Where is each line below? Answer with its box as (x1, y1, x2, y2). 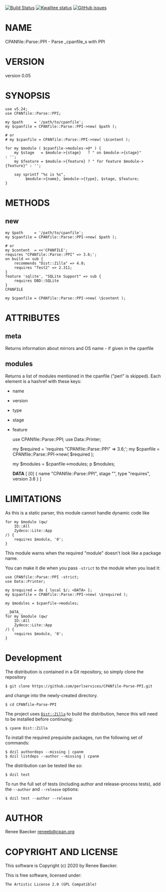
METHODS (5, 197, 50, 208)
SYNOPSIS (5, 90, 51, 102)
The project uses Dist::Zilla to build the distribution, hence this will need (5, 711, 158, 716)
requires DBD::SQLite (14, 278, 59, 283)
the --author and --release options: (5, 786, 79, 792)
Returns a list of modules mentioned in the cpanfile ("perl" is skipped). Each (5, 373, 161, 379)
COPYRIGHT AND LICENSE (5, 846, 118, 858)
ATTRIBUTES (5, 312, 60, 324)
